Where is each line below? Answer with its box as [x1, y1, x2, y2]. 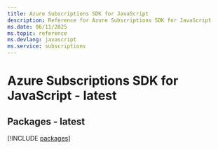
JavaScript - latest [7, 88, 117, 104]
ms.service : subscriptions [7, 43, 86, 50]
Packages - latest [7, 115, 86, 127]
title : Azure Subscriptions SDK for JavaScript [7, 10, 149, 17]
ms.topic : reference [7, 29, 68, 37]
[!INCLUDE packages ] [7, 134, 71, 142]
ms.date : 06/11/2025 [7, 23, 68, 30]
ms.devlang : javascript [7, 36, 77, 43]
